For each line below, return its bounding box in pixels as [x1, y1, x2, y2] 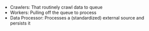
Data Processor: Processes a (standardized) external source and [10, 15, 144, 20]
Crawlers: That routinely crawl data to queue [10, 4, 103, 10]
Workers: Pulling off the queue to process [10, 9, 97, 15]
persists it [10, 20, 31, 26]
